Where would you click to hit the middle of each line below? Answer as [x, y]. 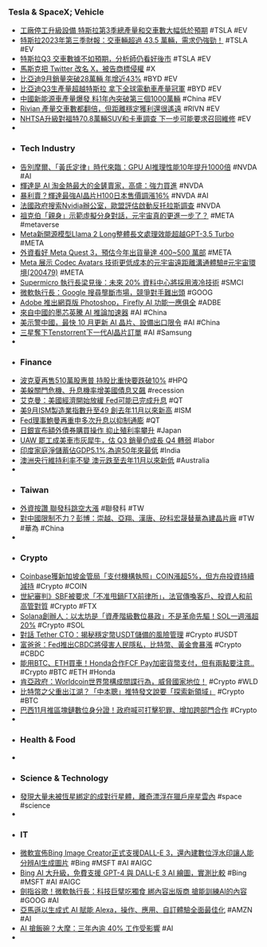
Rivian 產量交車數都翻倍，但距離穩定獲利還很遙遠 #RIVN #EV [120, 109]
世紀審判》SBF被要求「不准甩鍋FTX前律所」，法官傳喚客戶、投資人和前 [136, 596]
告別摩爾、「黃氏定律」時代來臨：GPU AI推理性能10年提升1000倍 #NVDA [138, 167]
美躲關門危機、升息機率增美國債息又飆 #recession [102, 390]
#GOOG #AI [39, 901]
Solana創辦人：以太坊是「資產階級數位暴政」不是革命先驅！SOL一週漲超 [139, 616]
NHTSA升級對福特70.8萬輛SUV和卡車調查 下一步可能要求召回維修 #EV [135, 119]
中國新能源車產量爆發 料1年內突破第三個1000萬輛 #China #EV [120, 99]
